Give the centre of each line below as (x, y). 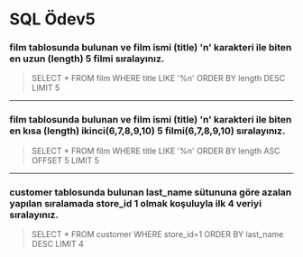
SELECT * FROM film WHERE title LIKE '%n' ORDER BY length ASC (156, 151)
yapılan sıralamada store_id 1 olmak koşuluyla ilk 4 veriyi (136, 203)
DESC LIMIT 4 (57, 244)
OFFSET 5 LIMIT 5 (65, 160)
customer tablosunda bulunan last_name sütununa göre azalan (151, 192)
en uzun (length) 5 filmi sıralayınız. (87, 59)
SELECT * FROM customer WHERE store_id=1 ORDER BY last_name (157, 234)
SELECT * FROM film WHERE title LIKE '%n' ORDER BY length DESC (158, 78)
